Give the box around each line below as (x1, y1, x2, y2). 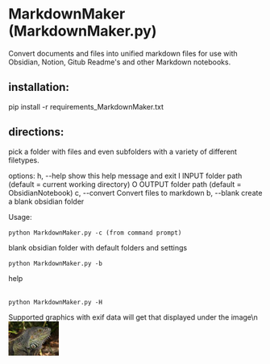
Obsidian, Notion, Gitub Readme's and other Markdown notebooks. (8, 57, 231, 67)
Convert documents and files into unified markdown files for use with (8, 48, 238, 58)
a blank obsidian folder (8, 196, 85, 206)
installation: (8, 81, 70, 94)
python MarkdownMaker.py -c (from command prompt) (8, 229, 182, 237)
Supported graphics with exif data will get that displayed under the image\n (8, 312, 258, 322)
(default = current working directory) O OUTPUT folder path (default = (8, 179, 242, 189)
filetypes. (8, 155, 40, 165)
